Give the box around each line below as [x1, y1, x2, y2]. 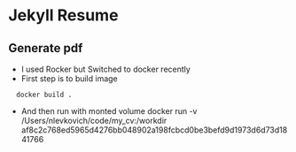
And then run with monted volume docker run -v [20, 106, 198, 116]
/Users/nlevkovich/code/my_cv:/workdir [20, 116, 167, 125]
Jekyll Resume [8, 5, 119, 26]
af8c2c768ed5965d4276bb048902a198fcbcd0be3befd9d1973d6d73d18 [20, 125, 288, 135]
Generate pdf [8, 41, 83, 56]
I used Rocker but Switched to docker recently [20, 64, 191, 74]
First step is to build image [20, 73, 119, 84]
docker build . [16, 90, 73, 99]
